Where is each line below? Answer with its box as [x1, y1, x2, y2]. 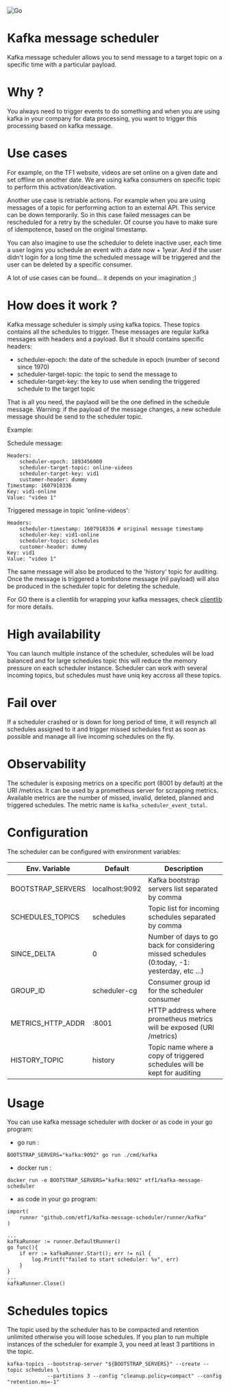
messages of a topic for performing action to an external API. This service [7, 203, 216, 212]
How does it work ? [7, 298, 118, 313]
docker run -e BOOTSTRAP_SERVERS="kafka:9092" [7, 1177, 142, 1184]
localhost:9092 [92, 884, 142, 894]
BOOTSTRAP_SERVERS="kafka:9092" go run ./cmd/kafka [7, 1152, 157, 1159]
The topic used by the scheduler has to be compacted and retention [7, 1326, 199, 1334]
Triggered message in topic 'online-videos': [7, 506, 130, 514]
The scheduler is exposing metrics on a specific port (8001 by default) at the [7, 778, 223, 787]
